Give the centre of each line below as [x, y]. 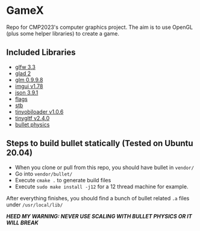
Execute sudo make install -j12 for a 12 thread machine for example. [102, 186]
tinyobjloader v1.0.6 [39, 111]
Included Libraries [41, 53]
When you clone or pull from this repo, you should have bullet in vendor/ [105, 167]
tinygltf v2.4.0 [32, 118]
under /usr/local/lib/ [35, 205]
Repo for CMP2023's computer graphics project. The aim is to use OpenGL [100, 27]
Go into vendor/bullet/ [44, 174]
